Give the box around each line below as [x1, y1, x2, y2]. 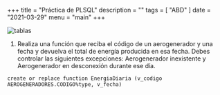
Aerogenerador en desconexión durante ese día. [17, 62, 156, 70]
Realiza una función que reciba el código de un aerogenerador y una [17, 40, 213, 47]
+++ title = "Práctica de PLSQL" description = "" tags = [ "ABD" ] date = [7, 6, 211, 14]
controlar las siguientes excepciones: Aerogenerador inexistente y [17, 54, 206, 63]
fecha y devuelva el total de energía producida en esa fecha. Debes [17, 47, 210, 55]
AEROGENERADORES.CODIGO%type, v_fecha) [7, 81, 122, 88]
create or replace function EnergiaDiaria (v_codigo [7, 75, 163, 82]
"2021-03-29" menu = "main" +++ [7, 13, 106, 21]
